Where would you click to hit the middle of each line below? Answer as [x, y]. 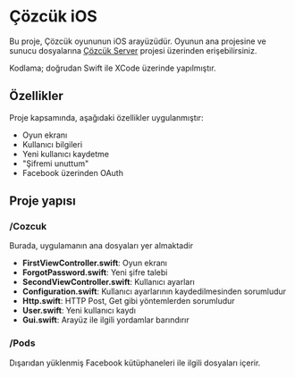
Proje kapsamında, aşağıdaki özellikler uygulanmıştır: [106, 117]
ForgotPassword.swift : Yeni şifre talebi [95, 272]
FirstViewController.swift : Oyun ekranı [95, 263]
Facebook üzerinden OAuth [72, 172]
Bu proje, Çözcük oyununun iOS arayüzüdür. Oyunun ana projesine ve [138, 41]
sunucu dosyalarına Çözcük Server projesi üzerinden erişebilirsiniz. [133, 50]
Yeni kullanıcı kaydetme [66, 154]
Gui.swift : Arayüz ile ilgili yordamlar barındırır [105, 320]
